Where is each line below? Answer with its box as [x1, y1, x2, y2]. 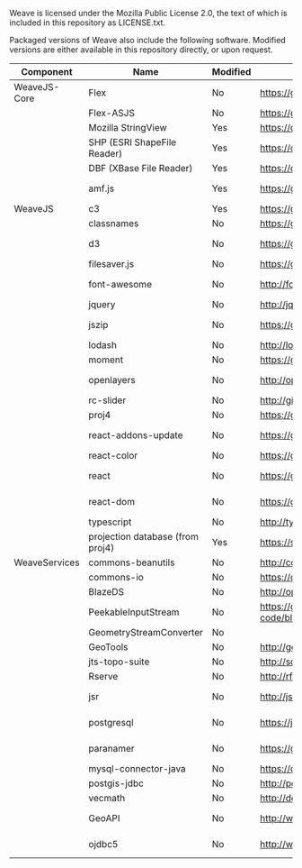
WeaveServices [13, 556, 80, 569]
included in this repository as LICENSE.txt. [9, 17, 166, 28]
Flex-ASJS [88, 107, 135, 119]
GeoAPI [88, 812, 120, 824]
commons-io [88, 571, 144, 583]
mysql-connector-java [88, 763, 186, 774]
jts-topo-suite [88, 655, 150, 668]
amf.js [88, 182, 115, 195]
